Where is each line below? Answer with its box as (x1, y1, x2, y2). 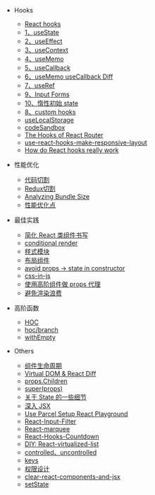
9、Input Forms (24, 90, 70, 98)
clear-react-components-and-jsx (24, 472, 121, 481)
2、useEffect (24, 37, 63, 45)
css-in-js (24, 272, 51, 280)
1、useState (24, 28, 60, 36)
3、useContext (24, 46, 68, 54)
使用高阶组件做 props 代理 (24, 280, 101, 288)
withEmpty (24, 333, 56, 341)
